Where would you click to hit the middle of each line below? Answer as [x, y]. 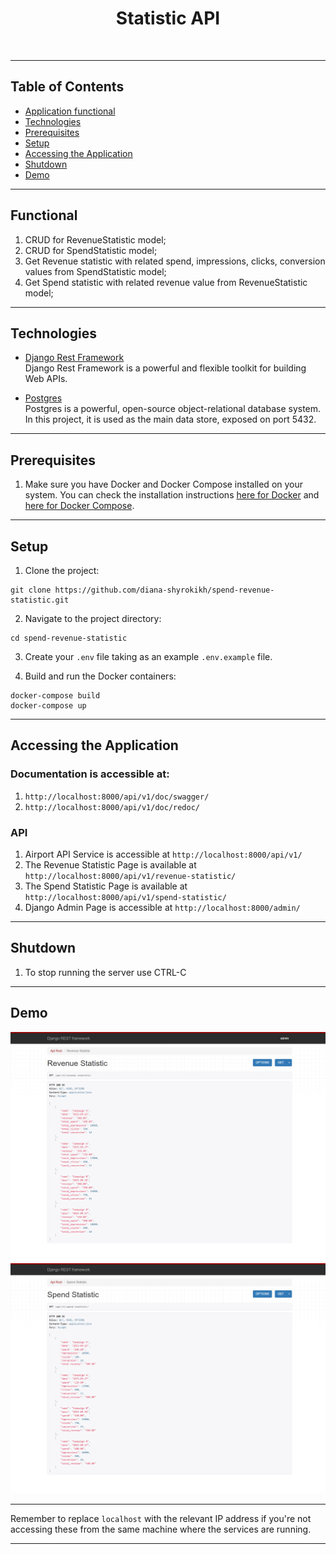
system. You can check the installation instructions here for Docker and [172, 495]
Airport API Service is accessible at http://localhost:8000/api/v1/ [163, 854]
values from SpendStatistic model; [95, 271]
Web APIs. [46, 379]
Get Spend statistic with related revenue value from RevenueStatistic [166, 282]
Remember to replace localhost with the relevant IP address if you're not [161, 1518]
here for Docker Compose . [79, 506]
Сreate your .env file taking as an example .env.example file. [148, 656]
